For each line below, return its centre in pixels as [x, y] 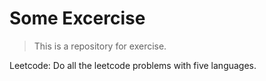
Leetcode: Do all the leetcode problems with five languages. [133, 65]
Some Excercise [77, 18]
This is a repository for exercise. [100, 46]
